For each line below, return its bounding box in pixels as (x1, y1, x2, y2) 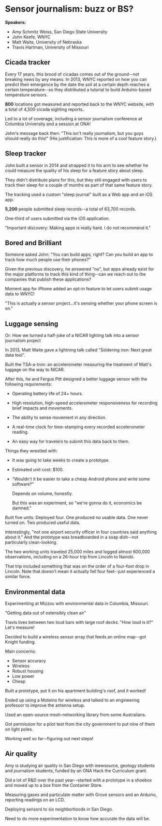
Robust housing (12, 668, 44, 674)
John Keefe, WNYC (12, 34, 51, 40)
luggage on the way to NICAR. (5, 367, 65, 373)
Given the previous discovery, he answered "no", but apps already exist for (5, 266, 154, 272)
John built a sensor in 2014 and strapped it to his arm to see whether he (5, 162, 148, 168)
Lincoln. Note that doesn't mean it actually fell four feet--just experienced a (5, 569, 155, 574)
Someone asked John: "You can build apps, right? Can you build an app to (5, 252, 153, 257)
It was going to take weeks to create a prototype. (12, 457, 110, 463)
